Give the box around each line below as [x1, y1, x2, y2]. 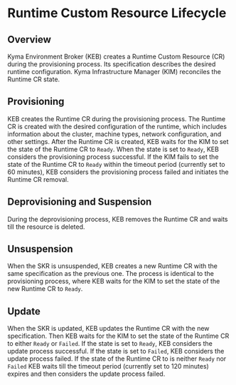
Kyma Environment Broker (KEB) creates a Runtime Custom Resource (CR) [7, 52, 225, 61]
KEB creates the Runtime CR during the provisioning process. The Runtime [7, 114, 226, 123]
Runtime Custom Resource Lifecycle [7, 5, 227, 21]
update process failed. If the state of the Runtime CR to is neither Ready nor [7, 354, 227, 363]
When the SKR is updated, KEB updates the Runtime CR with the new [7, 324, 210, 333]
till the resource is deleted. [7, 222, 85, 231]
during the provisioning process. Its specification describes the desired [7, 60, 216, 68]
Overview [7, 34, 52, 46]
